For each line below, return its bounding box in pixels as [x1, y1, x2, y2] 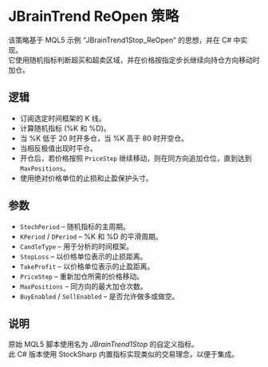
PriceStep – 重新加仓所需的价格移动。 [19, 271, 144, 281]
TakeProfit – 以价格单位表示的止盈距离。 [19, 261, 155, 271]
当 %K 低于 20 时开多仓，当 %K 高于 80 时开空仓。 [19, 133, 189, 143]
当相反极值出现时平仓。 [19, 143, 97, 152]
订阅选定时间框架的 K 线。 [19, 113, 106, 123]
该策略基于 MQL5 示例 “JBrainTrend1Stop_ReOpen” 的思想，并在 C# [8, 35, 232, 45]
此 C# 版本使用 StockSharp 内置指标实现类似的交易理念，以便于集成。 [8, 349, 239, 359]
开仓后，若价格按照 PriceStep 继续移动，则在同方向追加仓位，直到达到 [19, 153, 253, 163]
